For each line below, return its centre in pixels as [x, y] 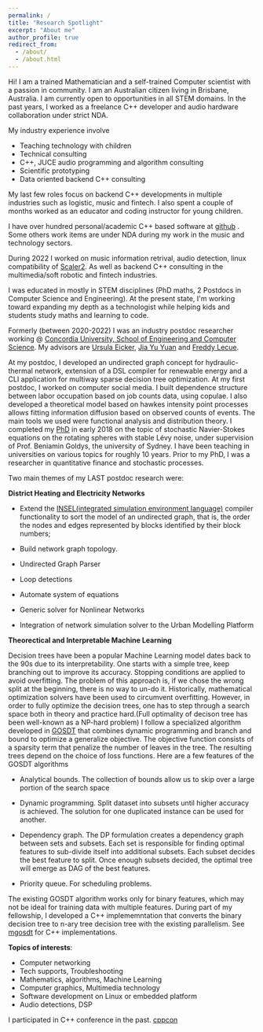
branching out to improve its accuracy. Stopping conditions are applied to [127, 672]
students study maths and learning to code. [79, 315]
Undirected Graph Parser [60, 564]
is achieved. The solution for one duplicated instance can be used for [131, 811]
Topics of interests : [40, 947]
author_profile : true [44, 37]
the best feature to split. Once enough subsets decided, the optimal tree [136, 860]
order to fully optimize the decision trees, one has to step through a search [129, 706]
